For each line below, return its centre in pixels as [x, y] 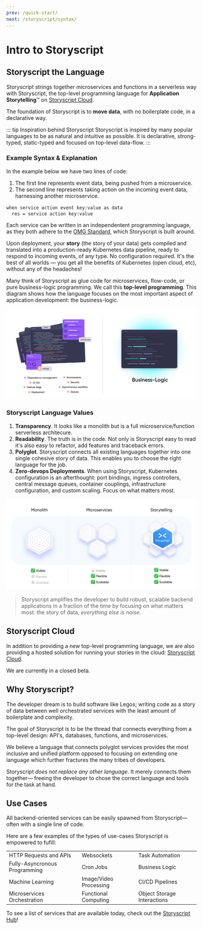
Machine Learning [31, 882]
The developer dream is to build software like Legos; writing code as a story [101, 704]
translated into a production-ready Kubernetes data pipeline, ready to [93, 250]
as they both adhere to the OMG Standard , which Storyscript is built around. [101, 231]
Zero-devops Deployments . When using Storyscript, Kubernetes [96, 471]
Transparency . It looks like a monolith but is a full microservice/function [105, 426]
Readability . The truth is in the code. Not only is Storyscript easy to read [105, 438]
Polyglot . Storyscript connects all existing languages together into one [103, 452]
